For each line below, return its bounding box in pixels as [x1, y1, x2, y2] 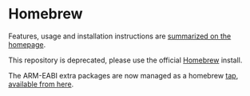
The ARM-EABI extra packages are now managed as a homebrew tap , [8, 70, 239, 80]
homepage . [8, 39, 46, 49]
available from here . [8, 79, 74, 89]
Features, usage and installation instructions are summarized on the [8, 31, 232, 41]
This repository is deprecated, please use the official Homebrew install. [8, 55, 243, 65]
